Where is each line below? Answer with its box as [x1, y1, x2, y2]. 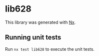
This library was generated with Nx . [5, 19, 76, 25]
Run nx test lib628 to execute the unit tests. [5, 46, 95, 52]
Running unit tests [5, 33, 61, 42]
